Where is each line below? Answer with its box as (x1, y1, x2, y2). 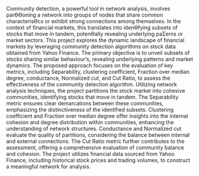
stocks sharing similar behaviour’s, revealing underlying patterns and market (6, 56, 194, 62)
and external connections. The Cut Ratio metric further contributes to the (6, 138, 185, 144)
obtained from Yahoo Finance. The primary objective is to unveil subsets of (6, 49, 190, 56)
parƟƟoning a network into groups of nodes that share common (6, 11, 163, 18)
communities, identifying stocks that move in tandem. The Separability (6, 93, 179, 100)
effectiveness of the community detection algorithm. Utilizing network (6, 81, 177, 88)
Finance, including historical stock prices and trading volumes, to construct (6, 157, 191, 164)
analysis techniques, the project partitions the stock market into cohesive (6, 87, 185, 94)
